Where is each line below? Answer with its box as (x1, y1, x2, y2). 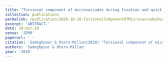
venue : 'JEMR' (5, 30, 35, 35)
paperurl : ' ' (5, 35, 35, 40)
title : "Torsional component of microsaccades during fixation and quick (5, 7, 162, 12)
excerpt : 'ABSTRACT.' (5, 21, 50, 26)
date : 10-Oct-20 (5, 26, 39, 31)
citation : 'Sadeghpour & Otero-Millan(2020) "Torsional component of (5, 40, 153, 45)
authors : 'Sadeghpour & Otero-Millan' (5, 44, 86, 49)
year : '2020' (5, 49, 32, 54)
